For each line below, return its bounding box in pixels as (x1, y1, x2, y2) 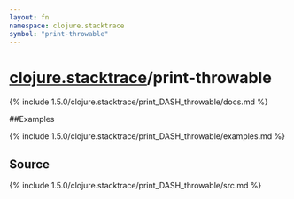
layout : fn (9, 12, 50, 22)
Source (9, 157, 50, 172)
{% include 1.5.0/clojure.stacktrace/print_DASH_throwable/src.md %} (9, 180, 262, 191)
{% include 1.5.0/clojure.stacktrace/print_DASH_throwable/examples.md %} (9, 131, 286, 142)
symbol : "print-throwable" (9, 29, 109, 38)
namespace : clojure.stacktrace (9, 21, 125, 30)
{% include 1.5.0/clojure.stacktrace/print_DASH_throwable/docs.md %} (9, 96, 268, 107)
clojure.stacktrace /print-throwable (9, 67, 272, 88)
